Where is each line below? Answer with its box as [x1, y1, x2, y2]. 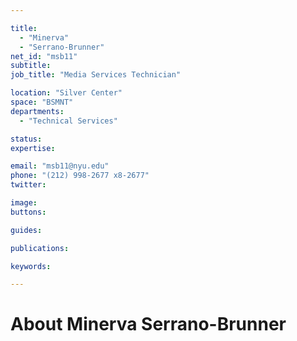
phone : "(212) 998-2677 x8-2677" [10, 171, 150, 181]
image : [10, 198, 38, 208]
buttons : [10, 207, 47, 217]
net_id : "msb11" [10, 51, 78, 61]
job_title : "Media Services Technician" [10, 70, 182, 80]
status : [10, 134, 43, 144]
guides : [10, 225, 43, 235]
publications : [10, 243, 70, 253]
